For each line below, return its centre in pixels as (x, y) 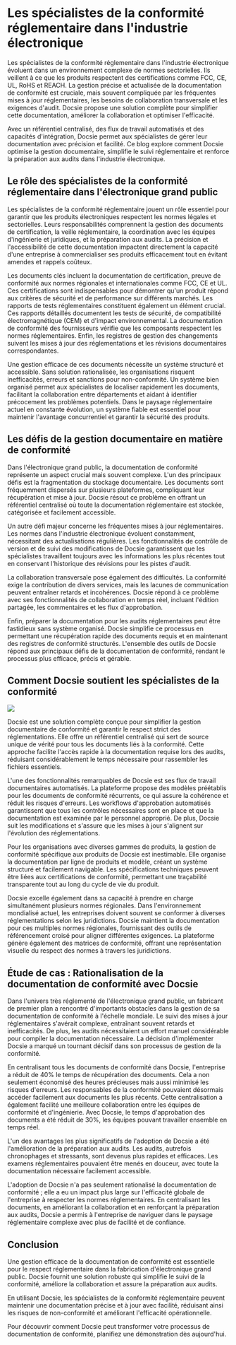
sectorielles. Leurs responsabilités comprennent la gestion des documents (116, 224)
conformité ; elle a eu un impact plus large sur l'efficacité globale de (106, 1192)
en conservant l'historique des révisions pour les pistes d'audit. (99, 563)
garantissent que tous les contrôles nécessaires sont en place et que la (111, 811)
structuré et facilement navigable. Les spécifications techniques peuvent (113, 869)
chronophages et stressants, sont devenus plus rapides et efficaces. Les (113, 1156)
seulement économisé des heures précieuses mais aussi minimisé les (108, 1082)
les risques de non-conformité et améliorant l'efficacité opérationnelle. (110, 1313)
